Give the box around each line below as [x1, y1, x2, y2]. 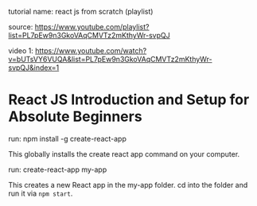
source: [8, 22, 33, 31]
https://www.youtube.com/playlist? [34, 22, 150, 31]
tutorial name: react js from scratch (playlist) [8, 7, 154, 16]
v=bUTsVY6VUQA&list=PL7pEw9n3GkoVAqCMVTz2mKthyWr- [8, 55, 212, 64]
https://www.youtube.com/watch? [35, 46, 147, 55]
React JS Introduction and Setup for [8, 91, 250, 109]
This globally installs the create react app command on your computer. [8, 149, 240, 158]
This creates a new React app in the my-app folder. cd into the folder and [8, 180, 248, 189]
